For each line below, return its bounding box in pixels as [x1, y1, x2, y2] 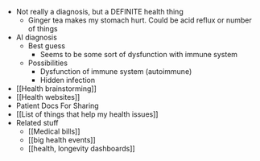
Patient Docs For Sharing [15, 101, 99, 110]
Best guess [27, 41, 66, 51]
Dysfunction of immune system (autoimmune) [39, 67, 192, 76]
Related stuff [15, 118, 59, 127]
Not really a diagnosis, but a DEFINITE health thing [15, 7, 184, 16]
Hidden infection [39, 76, 95, 85]
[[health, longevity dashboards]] [27, 144, 135, 153]
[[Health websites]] [15, 93, 80, 101]
